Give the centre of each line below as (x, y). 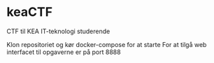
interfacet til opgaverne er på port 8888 (64, 52)
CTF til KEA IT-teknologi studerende (58, 31)
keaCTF (30, 12)
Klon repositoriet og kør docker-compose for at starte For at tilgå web (107, 44)
